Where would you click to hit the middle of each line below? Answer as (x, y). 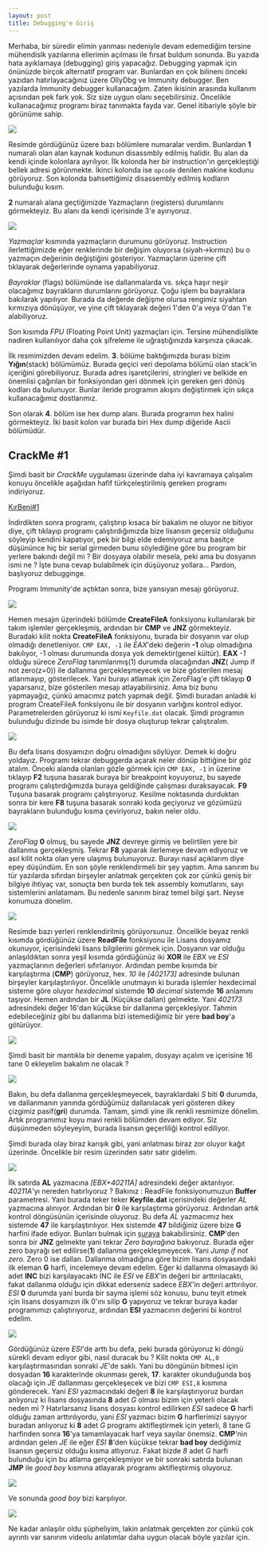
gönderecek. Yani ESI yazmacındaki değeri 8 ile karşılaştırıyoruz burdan (126, 1392)
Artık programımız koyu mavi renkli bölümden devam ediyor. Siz (113, 1120)
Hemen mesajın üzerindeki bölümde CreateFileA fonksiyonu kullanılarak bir (132, 619)
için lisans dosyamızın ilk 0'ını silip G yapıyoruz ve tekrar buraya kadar (123, 1302)
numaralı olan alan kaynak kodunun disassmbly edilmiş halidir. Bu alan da (128, 153)
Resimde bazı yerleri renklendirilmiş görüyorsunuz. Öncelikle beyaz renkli (129, 932)
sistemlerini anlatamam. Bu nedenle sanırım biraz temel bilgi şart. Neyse (126, 892)
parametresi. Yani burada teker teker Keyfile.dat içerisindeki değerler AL (128, 1200)
